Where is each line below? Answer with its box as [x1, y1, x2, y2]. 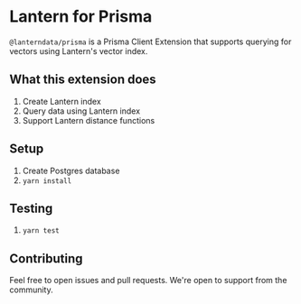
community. [9, 284, 53, 295]
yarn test [22, 226, 61, 235]
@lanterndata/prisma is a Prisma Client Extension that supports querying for [9, 36, 292, 47]
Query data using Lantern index [22, 106, 141, 116]
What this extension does [9, 72, 156, 88]
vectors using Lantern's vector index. [9, 45, 148, 56]
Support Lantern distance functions [22, 115, 155, 125]
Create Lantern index [22, 96, 101, 106]
